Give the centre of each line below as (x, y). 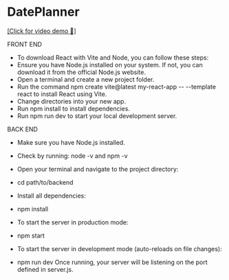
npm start (31, 235)
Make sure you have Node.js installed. (71, 142)
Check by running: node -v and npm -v (73, 156)
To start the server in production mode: (73, 222)
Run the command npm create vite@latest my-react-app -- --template (117, 86)
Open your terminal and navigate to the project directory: (98, 169)
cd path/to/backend (45, 182)
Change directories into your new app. (71, 101)
